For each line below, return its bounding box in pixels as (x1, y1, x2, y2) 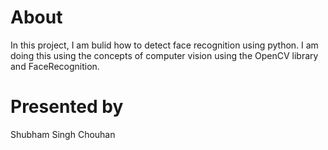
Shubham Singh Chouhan (10, 128, 116, 140)
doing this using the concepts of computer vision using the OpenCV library (10, 49, 319, 61)
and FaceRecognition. (10, 60, 100, 72)
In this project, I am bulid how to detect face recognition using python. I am (10, 39, 319, 51)
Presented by (10, 96, 124, 118)
